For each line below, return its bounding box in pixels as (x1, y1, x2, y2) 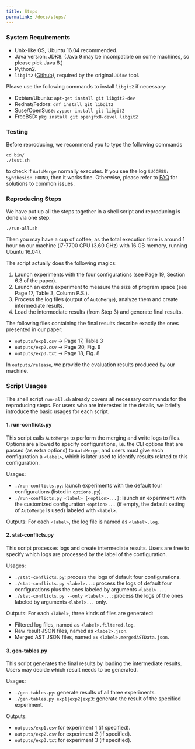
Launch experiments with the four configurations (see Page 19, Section (14, 271, 186, 278)
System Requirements (6, 33, 71, 42)
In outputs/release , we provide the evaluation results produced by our (6, 361, 175, 368)
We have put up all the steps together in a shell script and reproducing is (6, 208, 181, 215)
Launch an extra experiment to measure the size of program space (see (14, 284, 187, 291)
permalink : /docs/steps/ (6, 14, 67, 20)
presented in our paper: (6, 326, 63, 333)
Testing (6, 127, 28, 135)
